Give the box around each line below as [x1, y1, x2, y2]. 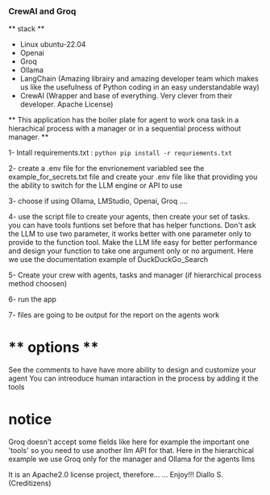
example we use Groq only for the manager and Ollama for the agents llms [8, 454, 255, 464]
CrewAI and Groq [8, 6, 77, 17]
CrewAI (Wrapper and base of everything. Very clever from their [19, 91, 233, 101]
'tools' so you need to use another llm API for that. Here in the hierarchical [8, 446, 254, 455]
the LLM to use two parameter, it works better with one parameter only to [8, 229, 251, 239]
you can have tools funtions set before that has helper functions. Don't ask [8, 220, 256, 231]
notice [8, 410, 52, 429]
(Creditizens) [8, 478, 52, 489]
